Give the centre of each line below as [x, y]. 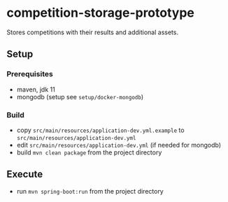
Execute [25, 174]
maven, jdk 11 [36, 89]
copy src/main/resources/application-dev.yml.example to [100, 130]
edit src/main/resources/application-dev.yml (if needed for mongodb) [119, 145]
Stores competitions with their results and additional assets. [93, 32]
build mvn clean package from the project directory [89, 152]
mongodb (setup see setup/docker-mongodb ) [80, 96]
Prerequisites [30, 74]
